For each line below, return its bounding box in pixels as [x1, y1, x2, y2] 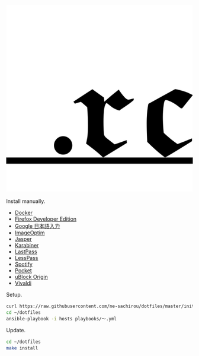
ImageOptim [14, 229, 45, 236]
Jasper [14, 236, 33, 242]
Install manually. [6, 198, 46, 205]
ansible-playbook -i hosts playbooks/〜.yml [6, 316, 117, 322]
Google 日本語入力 [14, 223, 60, 230]
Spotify [14, 260, 33, 268]
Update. [6, 326, 26, 333]
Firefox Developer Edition [14, 215, 77, 223]
